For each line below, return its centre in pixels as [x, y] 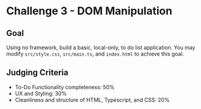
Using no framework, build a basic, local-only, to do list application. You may [101, 47]
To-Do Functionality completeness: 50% [65, 87]
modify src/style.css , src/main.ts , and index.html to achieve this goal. [95, 54]
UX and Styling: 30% [41, 93]
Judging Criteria [37, 73]
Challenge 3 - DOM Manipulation [89, 11]
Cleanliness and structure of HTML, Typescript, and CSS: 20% [92, 99]
